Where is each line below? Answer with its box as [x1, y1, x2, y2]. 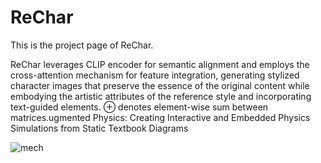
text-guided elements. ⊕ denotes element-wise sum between [10, 101, 269, 113]
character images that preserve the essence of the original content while [10, 79, 310, 91]
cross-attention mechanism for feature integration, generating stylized [10, 69, 300, 81]
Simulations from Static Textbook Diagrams [10, 122, 189, 134]
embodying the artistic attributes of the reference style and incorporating [10, 90, 312, 102]
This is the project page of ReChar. [10, 39, 154, 51]
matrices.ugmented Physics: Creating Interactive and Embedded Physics [10, 111, 311, 123]
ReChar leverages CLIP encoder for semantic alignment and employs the [10, 58, 310, 70]
